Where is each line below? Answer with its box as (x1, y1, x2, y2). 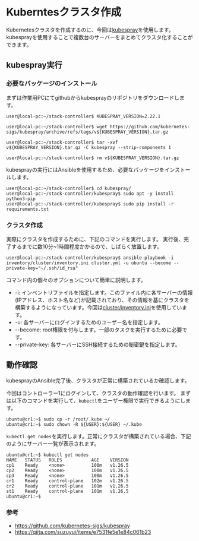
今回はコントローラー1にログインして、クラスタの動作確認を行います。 (6, 390, 179, 397)
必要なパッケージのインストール (6, 80, 97, 88)
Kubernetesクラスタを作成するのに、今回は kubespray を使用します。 (6, 26, 174, 33)
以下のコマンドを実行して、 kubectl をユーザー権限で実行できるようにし (11, 397, 186, 404)
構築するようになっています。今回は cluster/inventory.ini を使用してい (14, 303, 182, 311)
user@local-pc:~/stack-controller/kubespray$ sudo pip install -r (6, 201, 174, 207)
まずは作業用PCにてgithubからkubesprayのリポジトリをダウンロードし (6, 94, 180, 101)
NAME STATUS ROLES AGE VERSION (6, 457, 129, 463)
